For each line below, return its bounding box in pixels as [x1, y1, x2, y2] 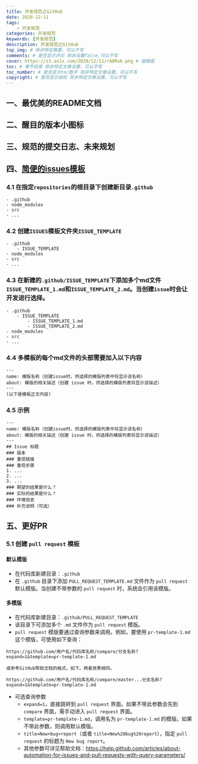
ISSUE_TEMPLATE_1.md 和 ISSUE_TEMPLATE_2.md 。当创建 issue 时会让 [6, 285, 188, 293]
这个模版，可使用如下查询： [14, 636, 83, 643]
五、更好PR [6, 521, 48, 531]
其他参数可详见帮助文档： [23, 745, 86, 752]
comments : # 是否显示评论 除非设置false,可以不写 [6, 53, 118, 58]
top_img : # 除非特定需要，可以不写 [6, 47, 84, 53]
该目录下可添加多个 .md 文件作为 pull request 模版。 [14, 621, 144, 628]
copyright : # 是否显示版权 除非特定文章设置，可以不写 [6, 74, 127, 80]
